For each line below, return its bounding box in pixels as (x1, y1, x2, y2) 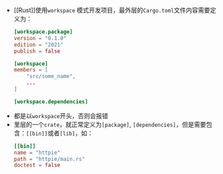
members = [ (13, 66, 48, 74)
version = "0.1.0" (13, 35, 67, 41)
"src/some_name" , (26, 73, 76, 80)
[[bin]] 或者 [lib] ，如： (25, 128, 94, 137)
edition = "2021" (13, 41, 64, 48)
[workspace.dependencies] (13, 98, 88, 105)
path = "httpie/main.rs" (13, 155, 85, 162)
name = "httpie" (13, 149, 61, 156)
